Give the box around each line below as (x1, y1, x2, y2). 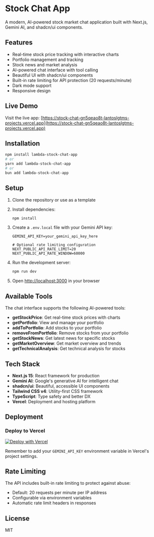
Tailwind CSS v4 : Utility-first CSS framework (12, 388, 103, 394)
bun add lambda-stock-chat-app (5, 170, 69, 175)
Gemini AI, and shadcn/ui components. (5, 24, 84, 30)
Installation (5, 139, 40, 147)
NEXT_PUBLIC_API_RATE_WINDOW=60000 (12, 251, 85, 256)
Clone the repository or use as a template (12, 197, 96, 203)
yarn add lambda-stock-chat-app (5, 162, 71, 166)
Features (5, 39, 33, 47)
